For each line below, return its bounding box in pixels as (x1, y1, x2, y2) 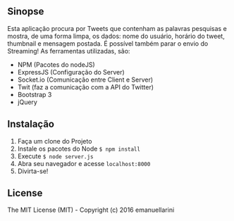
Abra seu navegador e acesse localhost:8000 (17, 159, 151, 168)
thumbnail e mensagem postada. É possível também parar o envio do (7, 39, 209, 48)
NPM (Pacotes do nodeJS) (17, 60, 95, 69)
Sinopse (7, 6, 44, 18)
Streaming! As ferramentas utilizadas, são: (7, 46, 130, 55)
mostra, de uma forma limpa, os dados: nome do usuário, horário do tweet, (7, 32, 226, 40)
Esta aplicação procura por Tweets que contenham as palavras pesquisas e (7, 24, 227, 32)
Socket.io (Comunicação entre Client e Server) (17, 75, 154, 84)
